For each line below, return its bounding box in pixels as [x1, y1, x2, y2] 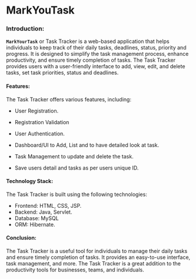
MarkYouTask [6, 4, 75, 17]
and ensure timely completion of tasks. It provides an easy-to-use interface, [6, 254, 191, 261]
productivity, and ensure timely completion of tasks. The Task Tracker [6, 57, 175, 64]
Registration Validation [14, 118, 69, 125]
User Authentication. [14, 130, 65, 137]
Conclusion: [6, 234, 37, 241]
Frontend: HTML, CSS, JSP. [14, 202, 82, 209]
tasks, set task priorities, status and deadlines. [6, 69, 119, 77]
